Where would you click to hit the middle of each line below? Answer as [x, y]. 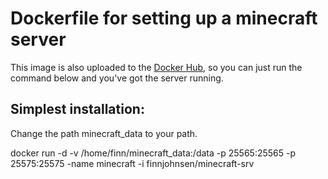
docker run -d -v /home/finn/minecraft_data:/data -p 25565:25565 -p [153, 153]
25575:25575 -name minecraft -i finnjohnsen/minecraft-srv [132, 163]
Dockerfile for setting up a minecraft [164, 18]
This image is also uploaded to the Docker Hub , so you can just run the [156, 67]
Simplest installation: [77, 109]
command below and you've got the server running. [117, 78]
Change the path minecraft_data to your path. [104, 133]
